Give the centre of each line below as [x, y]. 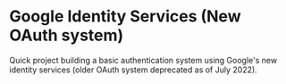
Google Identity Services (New [125, 17]
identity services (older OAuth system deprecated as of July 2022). [133, 70]
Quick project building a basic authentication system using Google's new [143, 60]
